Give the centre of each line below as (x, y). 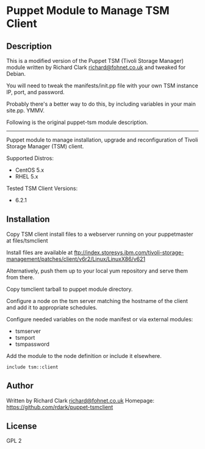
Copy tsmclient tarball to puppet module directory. (70, 289)
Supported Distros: (30, 158)
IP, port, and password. (36, 92)
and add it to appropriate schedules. (52, 307)
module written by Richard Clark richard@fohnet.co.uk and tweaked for (96, 67)
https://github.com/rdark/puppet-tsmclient (60, 407)
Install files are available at (40, 252)
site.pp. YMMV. (25, 110)
